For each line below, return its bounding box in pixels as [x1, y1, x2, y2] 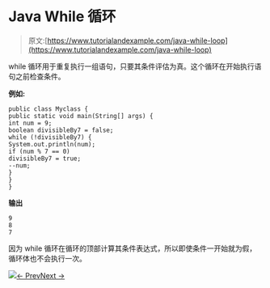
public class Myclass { [8, 104, 89, 113]
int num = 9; [8, 119, 53, 127]
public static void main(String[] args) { [8, 112, 154, 120]
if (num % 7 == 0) [8, 147, 70, 155]
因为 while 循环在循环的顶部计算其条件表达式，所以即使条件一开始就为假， [8, 244, 257, 253]
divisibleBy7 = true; [8, 155, 82, 163]
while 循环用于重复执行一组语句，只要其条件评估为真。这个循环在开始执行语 [8, 61, 262, 71]
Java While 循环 [8, 7, 116, 26]
